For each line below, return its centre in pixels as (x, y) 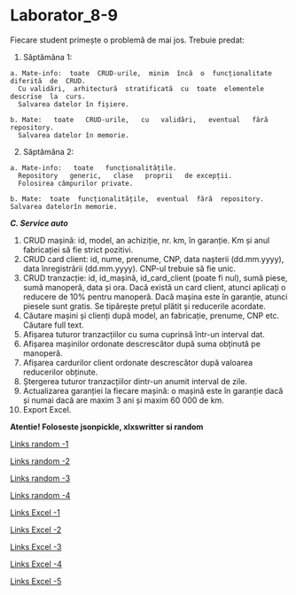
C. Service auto (39, 223)
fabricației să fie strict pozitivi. (78, 250)
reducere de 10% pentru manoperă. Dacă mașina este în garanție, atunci (155, 297)
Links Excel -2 (36, 529)
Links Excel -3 (36, 546)
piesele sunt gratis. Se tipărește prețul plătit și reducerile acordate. (144, 305)
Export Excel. (47, 409)
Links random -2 (40, 460)
